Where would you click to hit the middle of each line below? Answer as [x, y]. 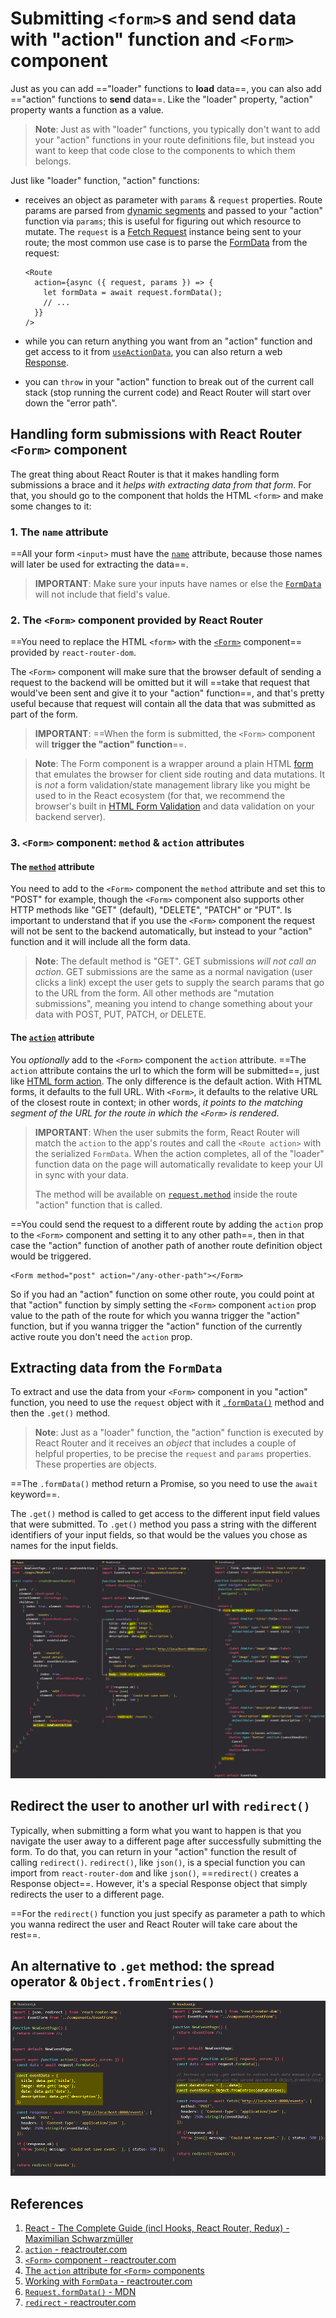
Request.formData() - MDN [80, 2292]
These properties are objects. [95, 1464]
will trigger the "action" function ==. [110, 744]
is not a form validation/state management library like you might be [172, 785]
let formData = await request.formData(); [133, 292]
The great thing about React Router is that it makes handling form [145, 474]
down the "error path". [71, 403]
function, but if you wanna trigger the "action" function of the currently [156, 1326]
